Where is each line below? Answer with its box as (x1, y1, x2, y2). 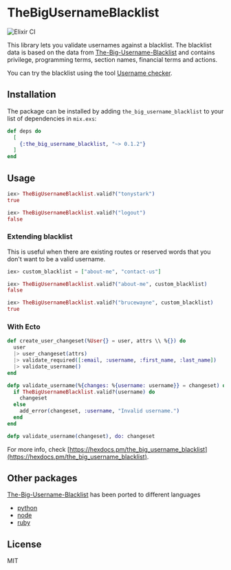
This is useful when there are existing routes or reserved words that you (7, 248, 211, 256)
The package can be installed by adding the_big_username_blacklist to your (7, 107, 224, 115)
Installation (7, 89, 56, 100)
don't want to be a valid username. (7, 254, 106, 263)
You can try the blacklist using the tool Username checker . (7, 69, 173, 77)
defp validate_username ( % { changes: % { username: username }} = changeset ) (7, 382, 220, 389)
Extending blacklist (7, 232, 73, 241)
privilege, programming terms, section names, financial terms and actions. (7, 55, 218, 63)
